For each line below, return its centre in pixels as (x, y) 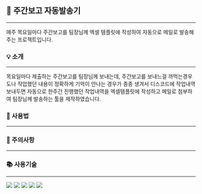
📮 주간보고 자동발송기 (44, 11)
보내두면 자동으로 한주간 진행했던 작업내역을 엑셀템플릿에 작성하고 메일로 (91, 91)
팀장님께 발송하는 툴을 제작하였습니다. (57, 99)
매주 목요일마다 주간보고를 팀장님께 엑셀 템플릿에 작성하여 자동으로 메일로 (92, 32)
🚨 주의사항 (20, 140)
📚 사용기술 (22, 164)
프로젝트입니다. (35, 39)
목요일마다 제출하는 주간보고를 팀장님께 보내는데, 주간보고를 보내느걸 (87, 76)
